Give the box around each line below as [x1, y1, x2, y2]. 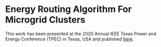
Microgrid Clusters [5, 14, 86, 25]
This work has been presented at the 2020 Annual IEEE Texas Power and [5, 30, 156, 36]
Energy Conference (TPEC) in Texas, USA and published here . [5, 36, 134, 42]
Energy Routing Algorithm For [5, 3, 132, 15]
